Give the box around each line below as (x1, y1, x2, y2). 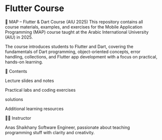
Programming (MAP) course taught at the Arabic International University (5, 29, 149, 35)
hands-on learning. (5, 59, 44, 65)
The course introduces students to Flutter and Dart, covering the (5, 43, 134, 49)
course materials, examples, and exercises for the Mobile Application (5, 24, 143, 29)
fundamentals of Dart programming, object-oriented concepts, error (5, 49, 141, 55)
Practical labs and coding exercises (5, 87, 76, 93)
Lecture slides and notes (5, 78, 54, 84)
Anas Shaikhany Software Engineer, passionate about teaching (5, 124, 130, 130)
